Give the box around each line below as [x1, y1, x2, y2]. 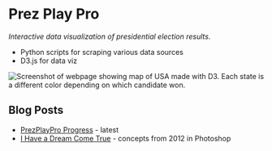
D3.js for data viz [19, 56, 78, 65]
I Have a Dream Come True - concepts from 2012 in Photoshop [19, 133, 231, 143]
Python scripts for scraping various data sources [19, 47, 184, 57]
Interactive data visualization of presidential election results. [8, 31, 211, 41]
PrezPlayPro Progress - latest [19, 124, 119, 134]
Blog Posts [8, 103, 64, 117]
